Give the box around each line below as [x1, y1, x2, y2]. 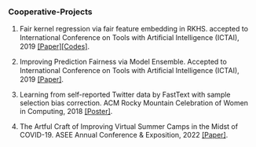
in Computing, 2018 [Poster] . [19, 107, 113, 116]
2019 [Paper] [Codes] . [19, 42, 90, 51]
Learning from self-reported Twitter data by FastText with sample [19, 90, 231, 100]
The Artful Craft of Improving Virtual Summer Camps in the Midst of [19, 122, 238, 131]
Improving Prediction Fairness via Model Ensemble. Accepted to [19, 57, 228, 67]
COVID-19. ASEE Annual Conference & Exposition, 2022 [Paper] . [19, 130, 229, 140]
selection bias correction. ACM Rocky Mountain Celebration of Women [19, 98, 249, 108]
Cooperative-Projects [8, 6, 93, 17]
